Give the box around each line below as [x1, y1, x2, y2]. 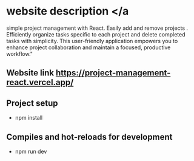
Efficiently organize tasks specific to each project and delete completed [6, 30, 186, 38]
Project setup [6, 98, 59, 108]
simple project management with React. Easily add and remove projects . [6, 24, 189, 32]
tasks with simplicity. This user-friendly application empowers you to [6, 37, 178, 44]
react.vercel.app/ [6, 77, 74, 87]
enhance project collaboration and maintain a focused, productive [6, 44, 171, 51]
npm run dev [15, 148, 47, 155]
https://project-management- [55, 68, 171, 78]
